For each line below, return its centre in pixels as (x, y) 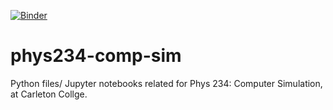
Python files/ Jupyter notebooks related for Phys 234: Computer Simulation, (166, 83)
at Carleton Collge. (49, 94)
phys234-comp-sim (96, 56)
